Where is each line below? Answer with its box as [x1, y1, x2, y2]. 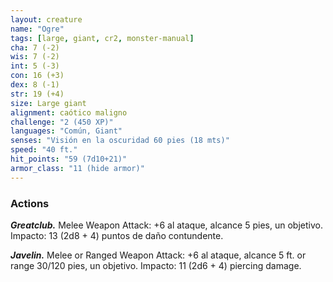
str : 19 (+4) [10, 89, 65, 99]
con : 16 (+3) [10, 71, 65, 81]
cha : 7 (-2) [10, 42, 60, 53]
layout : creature [10, 14, 83, 25]
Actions [10, 196, 50, 210]
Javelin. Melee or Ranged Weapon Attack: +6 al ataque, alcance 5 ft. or [10, 249, 307, 261]
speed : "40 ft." [10, 145, 78, 155]
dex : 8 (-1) [10, 80, 60, 90]
